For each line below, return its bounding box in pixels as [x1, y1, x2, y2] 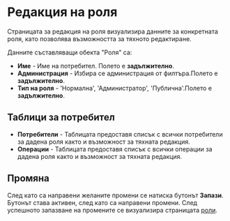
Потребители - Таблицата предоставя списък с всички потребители [17, 130, 223, 138]
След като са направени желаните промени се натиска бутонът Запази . [7, 191, 224, 199]
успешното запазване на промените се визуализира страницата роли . [7, 206, 218, 214]
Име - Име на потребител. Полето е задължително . [17, 61, 174, 70]
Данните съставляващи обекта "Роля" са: [7, 48, 132, 56]
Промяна [7, 172, 50, 185]
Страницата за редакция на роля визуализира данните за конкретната [7, 27, 218, 36]
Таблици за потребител [7, 112, 115, 123]
